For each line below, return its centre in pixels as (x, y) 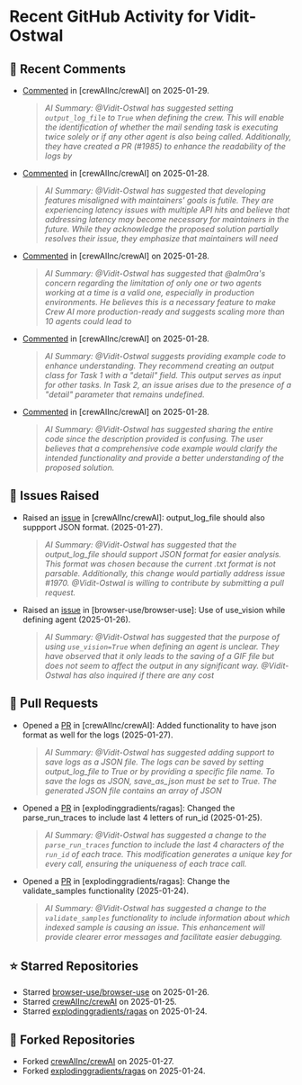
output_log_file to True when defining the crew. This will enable (164, 118)
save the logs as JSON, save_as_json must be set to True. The (160, 781)
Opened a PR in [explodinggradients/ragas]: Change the (126, 881)
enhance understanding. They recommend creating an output (159, 366)
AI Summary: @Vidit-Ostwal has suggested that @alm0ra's (155, 273)
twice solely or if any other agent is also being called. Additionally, (168, 136)
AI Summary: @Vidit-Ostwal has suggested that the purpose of (162, 637)
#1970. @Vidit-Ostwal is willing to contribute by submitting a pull (164, 583)
